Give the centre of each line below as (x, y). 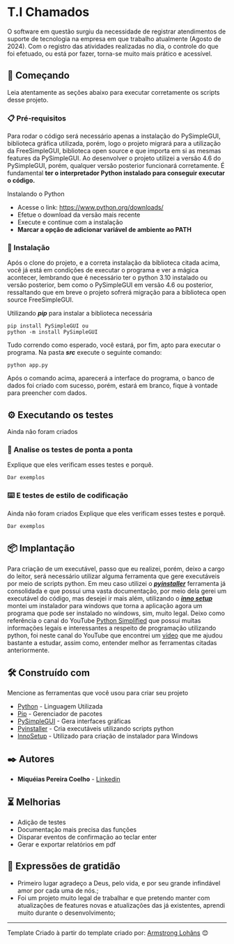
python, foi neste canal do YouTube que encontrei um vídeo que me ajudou (115, 635)
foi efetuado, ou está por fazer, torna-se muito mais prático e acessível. (110, 54)
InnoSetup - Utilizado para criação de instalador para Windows (108, 736)
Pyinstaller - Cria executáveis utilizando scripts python (95, 729)
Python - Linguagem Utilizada (60, 706)
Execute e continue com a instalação (70, 222)
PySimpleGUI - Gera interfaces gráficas (74, 721)
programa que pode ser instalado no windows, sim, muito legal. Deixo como (116, 613)
